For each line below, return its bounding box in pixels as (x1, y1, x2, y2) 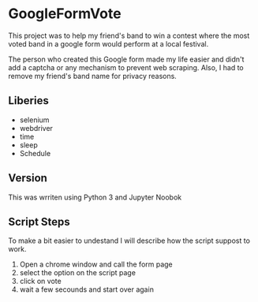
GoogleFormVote (8, 5, 122, 23)
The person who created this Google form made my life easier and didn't (8, 54, 245, 64)
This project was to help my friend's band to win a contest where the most (8, 31, 250, 40)
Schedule (19, 148, 51, 158)
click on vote (19, 277, 62, 286)
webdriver (19, 123, 54, 132)
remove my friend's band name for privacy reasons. (8, 71, 178, 80)
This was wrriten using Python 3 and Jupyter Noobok (8, 192, 182, 202)
